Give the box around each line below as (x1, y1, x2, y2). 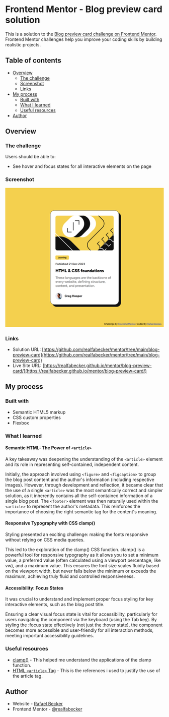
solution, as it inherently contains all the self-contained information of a (5, 493, 153, 499)
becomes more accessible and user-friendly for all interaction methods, (5, 627, 154, 633)
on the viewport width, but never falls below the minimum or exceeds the (5, 568, 156, 574)
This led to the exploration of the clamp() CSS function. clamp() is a (5, 547, 145, 553)
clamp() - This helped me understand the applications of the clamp (12, 656, 152, 663)
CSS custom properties (12, 414, 61, 421)
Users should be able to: (5, 154, 56, 160)
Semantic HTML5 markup (12, 409, 66, 415)
